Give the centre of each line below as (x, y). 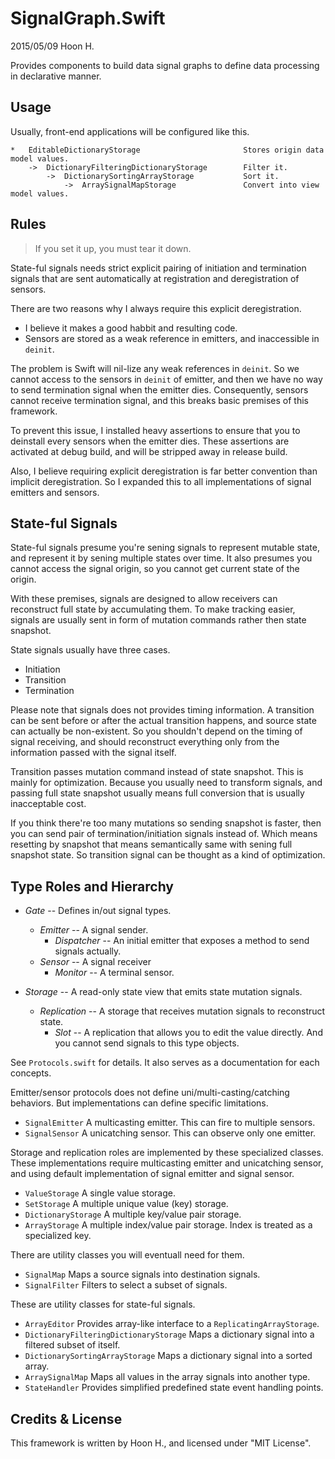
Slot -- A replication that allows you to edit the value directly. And (188, 1033)
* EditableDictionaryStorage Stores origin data (167, 150)
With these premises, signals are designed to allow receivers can (144, 599)
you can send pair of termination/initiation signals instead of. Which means (164, 834)
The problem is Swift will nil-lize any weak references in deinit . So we (155, 368)
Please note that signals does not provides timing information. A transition (162, 710)
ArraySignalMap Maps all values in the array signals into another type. (167, 1377)
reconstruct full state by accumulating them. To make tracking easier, (153, 609)
